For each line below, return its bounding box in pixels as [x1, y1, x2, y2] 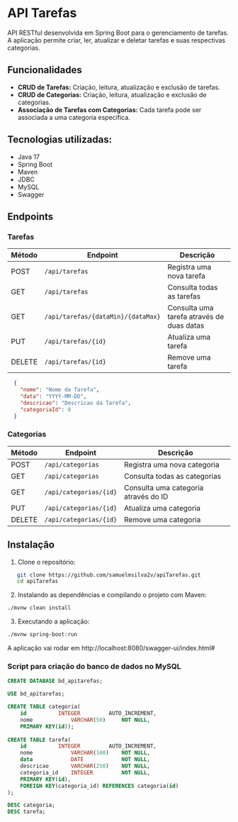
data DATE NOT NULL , [20, 756, 151, 763]
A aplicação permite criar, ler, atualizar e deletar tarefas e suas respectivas [7, 35, 225, 44]
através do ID [123, 491, 169, 501]
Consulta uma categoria [123, 482, 204, 492]
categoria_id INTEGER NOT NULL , [20, 769, 151, 776]
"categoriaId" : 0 [20, 406, 72, 413]
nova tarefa [167, 271, 205, 281]
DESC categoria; [7, 801, 55, 809]
